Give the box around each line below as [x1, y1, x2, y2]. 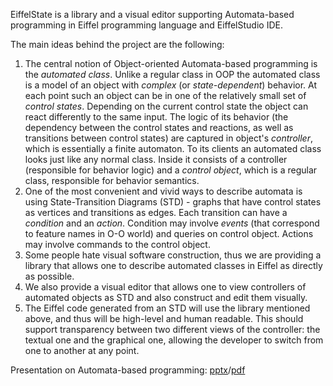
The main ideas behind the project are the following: [10, 39, 225, 50]
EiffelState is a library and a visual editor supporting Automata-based [10, 9, 295, 20]
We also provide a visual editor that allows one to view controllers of [24, 281, 307, 293]
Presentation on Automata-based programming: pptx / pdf [10, 364, 246, 376]
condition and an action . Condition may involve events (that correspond [24, 217, 320, 229]
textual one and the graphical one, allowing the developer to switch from [24, 334, 324, 346]
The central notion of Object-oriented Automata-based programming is [24, 58, 318, 69]
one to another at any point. [24, 345, 140, 356]
